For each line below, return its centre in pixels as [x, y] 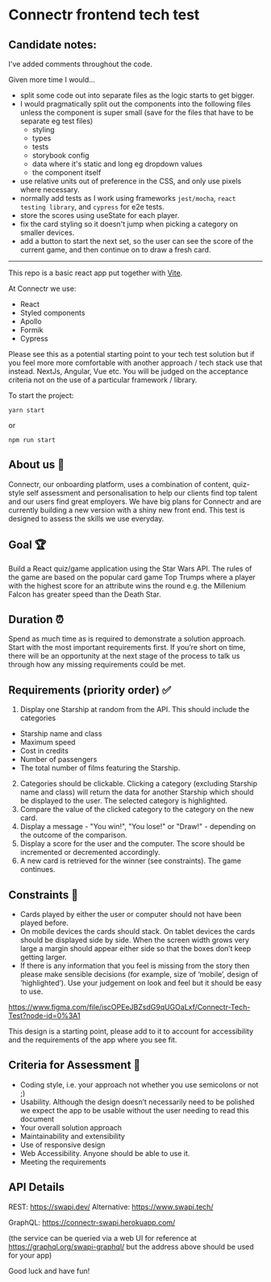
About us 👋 [37, 465]
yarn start [27, 410]
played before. [44, 923]
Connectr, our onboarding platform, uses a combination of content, [120, 484]
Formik [31, 330]
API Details [36, 1187]
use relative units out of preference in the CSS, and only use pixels [131, 181]
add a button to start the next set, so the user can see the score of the [137, 241]
